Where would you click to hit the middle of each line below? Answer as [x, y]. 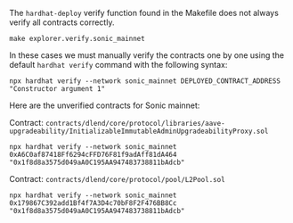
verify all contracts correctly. [62, 22]
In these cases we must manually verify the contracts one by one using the [147, 55]
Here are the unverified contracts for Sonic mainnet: [105, 105]
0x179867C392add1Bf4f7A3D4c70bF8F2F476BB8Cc [93, 203]
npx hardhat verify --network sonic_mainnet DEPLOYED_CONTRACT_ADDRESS [145, 81]
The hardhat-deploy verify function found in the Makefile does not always [144, 13]
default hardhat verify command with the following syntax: [118, 65]
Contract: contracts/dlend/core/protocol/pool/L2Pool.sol [117, 179]
